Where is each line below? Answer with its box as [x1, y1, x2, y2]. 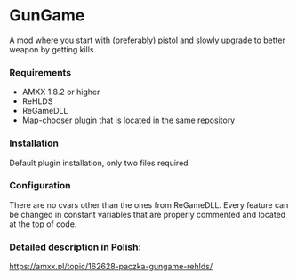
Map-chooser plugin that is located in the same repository [21, 115, 236, 125]
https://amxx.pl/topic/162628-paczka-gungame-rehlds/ [9, 261, 213, 272]
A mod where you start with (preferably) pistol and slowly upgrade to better [9, 35, 286, 45]
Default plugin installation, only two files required [9, 157, 189, 168]
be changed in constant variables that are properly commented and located [9, 209, 286, 220]
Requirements [9, 66, 72, 78]
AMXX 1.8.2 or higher [21, 86, 100, 98]
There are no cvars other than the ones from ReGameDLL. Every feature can [9, 199, 289, 210]
